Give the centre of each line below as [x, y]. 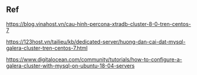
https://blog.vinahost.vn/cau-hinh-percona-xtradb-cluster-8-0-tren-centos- [98, 24]
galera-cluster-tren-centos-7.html [47, 48]
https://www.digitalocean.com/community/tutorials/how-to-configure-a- [94, 59]
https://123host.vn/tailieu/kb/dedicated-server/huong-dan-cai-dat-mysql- [96, 41]
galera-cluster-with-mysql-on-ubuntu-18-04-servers [70, 66]
